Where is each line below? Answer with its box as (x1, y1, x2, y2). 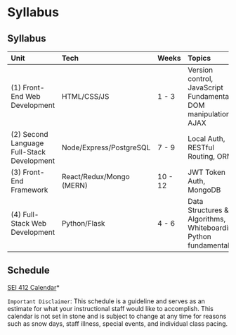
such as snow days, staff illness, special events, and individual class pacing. (7, 319, 228, 328)
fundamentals (188, 240, 234, 250)
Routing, (188, 152, 216, 161)
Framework (11, 185, 48, 195)
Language (11, 138, 44, 148)
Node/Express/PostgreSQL (61, 142, 151, 152)
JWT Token (188, 167, 226, 177)
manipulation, (188, 109, 233, 118)
